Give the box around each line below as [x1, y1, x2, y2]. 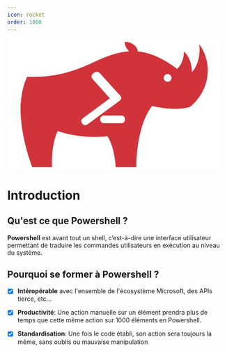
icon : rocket [7, 11, 45, 18]
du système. [7, 248, 43, 257]
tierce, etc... [17, 295, 52, 303]
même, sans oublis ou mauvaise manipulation [17, 338, 148, 346]
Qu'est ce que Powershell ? [7, 215, 128, 227]
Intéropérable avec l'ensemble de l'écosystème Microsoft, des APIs [17, 287, 212, 295]
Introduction [7, 187, 81, 203]
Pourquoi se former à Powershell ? [7, 268, 159, 280]
